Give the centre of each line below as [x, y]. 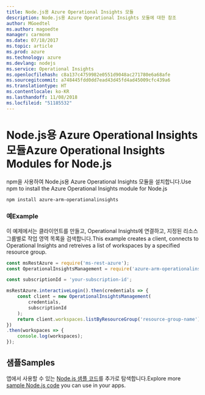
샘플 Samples [31, 362]
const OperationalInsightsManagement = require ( [69, 269]
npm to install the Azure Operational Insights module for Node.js [87, 188]
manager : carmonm [28, 35]
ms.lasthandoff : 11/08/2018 [42, 97]
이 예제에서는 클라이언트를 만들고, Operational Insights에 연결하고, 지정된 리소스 [102, 231]
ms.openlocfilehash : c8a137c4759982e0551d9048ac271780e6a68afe [88, 75]
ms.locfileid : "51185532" [39, 103]
